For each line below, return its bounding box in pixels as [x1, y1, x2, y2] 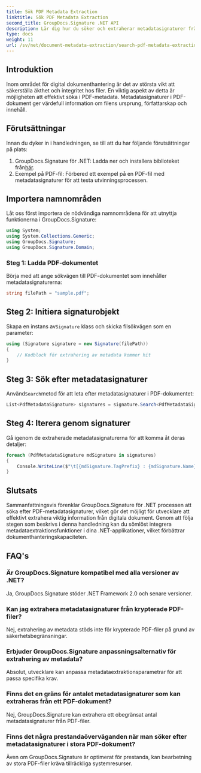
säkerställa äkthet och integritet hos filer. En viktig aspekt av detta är [6, 86, 175, 94]
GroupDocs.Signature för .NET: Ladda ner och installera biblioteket [14, 157, 179, 164]
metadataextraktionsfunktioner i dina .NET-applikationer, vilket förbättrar [6, 527, 185, 534]
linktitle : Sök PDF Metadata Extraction [6, 14, 109, 20]
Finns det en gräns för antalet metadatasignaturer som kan [6, 690, 181, 698]
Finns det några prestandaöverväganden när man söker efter [6, 732, 187, 741]
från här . [14, 163, 35, 171]
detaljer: [6, 441, 27, 448]
